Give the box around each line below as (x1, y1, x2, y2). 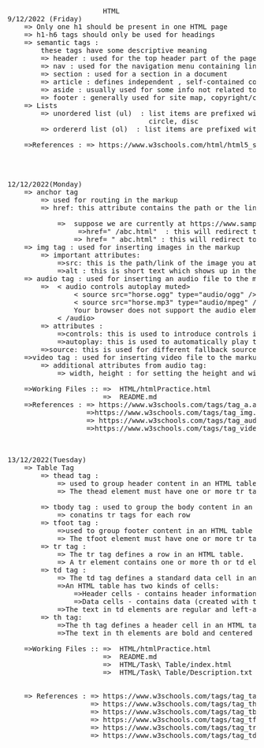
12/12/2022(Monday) (7, 180, 83, 188)
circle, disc (148, 117, 199, 125)
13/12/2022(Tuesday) (7, 456, 87, 464)
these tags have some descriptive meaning (40, 46, 207, 54)
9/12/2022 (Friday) (7, 15, 83, 23)
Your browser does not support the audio (73, 306, 236, 314)
